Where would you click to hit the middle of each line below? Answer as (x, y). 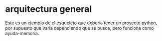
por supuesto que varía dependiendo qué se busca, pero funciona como (80, 28)
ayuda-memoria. (22, 33)
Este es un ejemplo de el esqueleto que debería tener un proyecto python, (81, 23)
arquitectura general (49, 9)
